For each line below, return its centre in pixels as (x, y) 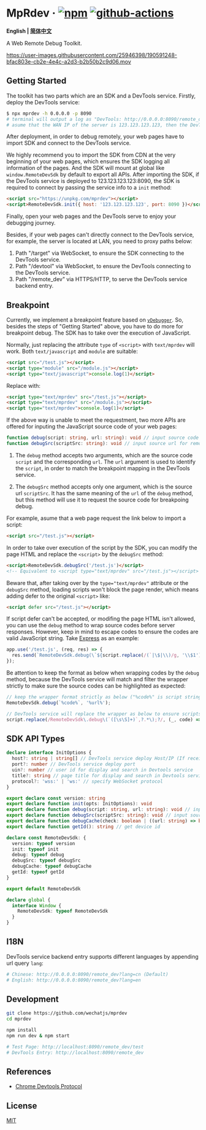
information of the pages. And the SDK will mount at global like (86, 168)
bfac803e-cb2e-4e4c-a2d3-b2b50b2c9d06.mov (69, 61)
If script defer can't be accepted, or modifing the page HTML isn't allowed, (101, 619)
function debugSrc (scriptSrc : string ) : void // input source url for (97, 444)
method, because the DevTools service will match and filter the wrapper (97, 679)
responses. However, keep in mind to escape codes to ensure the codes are (102, 632)
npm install (21, 1030)
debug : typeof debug (38, 855)
